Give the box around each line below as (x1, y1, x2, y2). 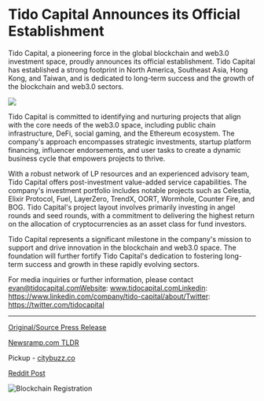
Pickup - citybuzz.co (8, 353, 76, 362)
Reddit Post (8, 368, 46, 377)
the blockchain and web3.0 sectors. (8, 81, 124, 91)
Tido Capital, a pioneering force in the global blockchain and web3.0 (8, 48, 229, 58)
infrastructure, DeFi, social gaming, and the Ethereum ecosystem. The (8, 128, 235, 138)
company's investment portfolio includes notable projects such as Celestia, (8, 185, 251, 195)
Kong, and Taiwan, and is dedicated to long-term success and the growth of (8, 73, 255, 83)
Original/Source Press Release (8, 322, 107, 332)
